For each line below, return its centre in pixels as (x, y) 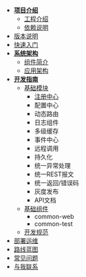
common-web (54, 217)
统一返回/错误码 (56, 183)
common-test (53, 224)
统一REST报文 (54, 174)
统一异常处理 (52, 165)
